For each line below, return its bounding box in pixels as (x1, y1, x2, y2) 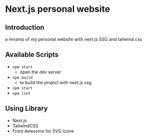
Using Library (5, 104, 48, 113)
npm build (12, 75, 33, 80)
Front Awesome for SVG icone (12, 128, 74, 134)
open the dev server (19, 69, 62, 75)
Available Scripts (5, 50, 59, 59)
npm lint (12, 91, 31, 96)
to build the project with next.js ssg (19, 79, 92, 85)
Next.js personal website (5, 3, 110, 15)
